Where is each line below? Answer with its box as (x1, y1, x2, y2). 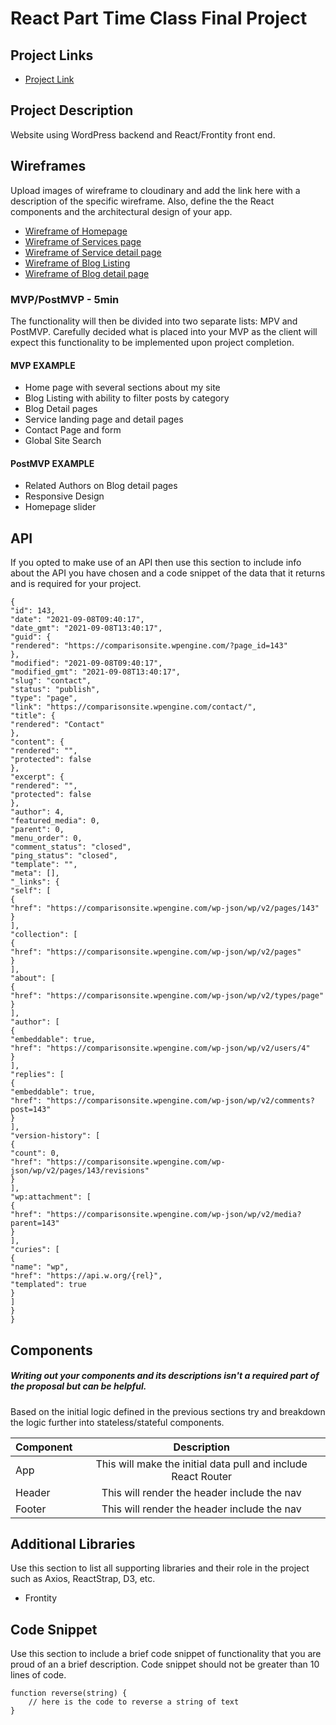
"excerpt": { (10, 772, 65, 782)
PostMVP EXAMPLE (10, 457, 95, 469)
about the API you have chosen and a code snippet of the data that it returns (10, 567, 326, 579)
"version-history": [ (10, 1131, 101, 1141)
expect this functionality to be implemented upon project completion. (10, 336, 295, 348)
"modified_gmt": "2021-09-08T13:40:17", (10, 667, 182, 677)
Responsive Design (24, 490, 105, 502)
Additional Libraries (10, 1535, 136, 1552)
